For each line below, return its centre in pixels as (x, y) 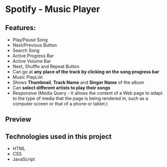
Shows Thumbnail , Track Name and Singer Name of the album (78, 82)
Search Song (26, 50)
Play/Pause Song (30, 40)
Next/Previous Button (34, 45)
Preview (18, 120)
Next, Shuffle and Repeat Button (46, 66)
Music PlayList (27, 77)
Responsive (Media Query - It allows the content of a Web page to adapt (87, 93)
